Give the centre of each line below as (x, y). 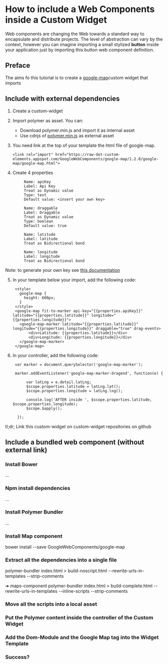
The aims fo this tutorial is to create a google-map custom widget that (77, 77)
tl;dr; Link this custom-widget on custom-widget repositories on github (78, 426)
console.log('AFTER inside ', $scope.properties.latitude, (89, 400)
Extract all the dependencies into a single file (61, 560)
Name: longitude (41, 252)
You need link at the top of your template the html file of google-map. (84, 145)
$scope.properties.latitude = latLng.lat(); (73, 386)
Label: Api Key (40, 186)
